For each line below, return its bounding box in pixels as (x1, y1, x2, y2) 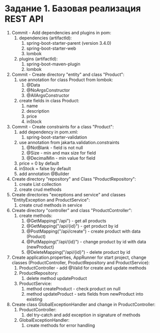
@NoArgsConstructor (26, 87, 70, 93)
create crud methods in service (19, 202, 83, 208)
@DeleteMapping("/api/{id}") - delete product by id (26, 249, 131, 255)
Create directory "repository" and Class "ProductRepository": (11, 176, 136, 182)
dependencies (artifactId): (19, 35, 72, 41)
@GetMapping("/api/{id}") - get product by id (26, 223, 119, 229)
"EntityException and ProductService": (11, 197, 90, 203)
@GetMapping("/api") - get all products (26, 217, 107, 224)
